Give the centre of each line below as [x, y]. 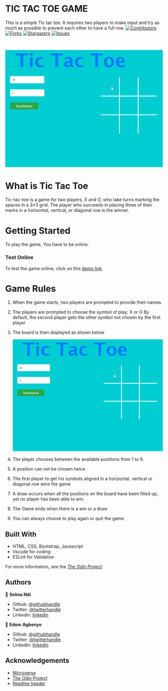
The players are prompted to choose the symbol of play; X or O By [81, 312]
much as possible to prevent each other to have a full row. [65, 28]
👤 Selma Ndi [18, 594]
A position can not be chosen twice [49, 469]
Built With [21, 534]
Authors [18, 583]
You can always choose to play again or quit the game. [69, 519]
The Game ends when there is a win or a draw [60, 509]
